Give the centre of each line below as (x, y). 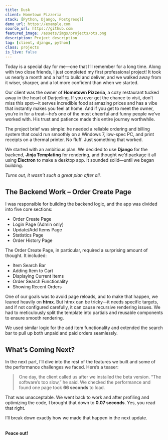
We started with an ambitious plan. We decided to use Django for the (76, 149)
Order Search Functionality (40, 281)
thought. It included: (26, 256)
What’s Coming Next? (40, 350)
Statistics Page (28, 235)
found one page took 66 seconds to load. (62, 388)
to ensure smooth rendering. (35, 318)
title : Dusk (18, 10)
